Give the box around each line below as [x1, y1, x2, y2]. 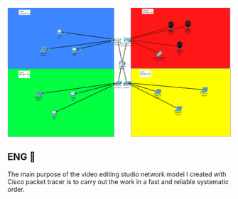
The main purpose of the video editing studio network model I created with [7, 170, 227, 178]
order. [7, 185, 25, 193]
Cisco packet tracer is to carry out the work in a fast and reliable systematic [7, 177, 229, 185]
